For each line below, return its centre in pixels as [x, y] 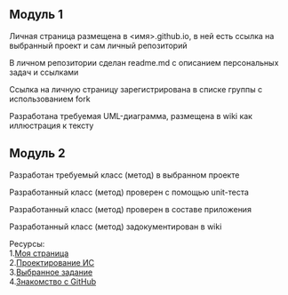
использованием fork [50, 99]
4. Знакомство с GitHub [53, 281]
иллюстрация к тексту [52, 125]
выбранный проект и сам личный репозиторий [98, 45]
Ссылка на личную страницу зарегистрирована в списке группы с [136, 89]
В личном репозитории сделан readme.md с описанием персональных [144, 62]
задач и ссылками [44, 72]
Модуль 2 [37, 153]
